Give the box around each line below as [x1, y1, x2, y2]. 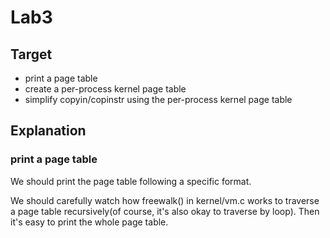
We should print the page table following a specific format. [10, 175, 252, 187]
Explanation [10, 122, 87, 140]
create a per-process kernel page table [24, 83, 187, 95]
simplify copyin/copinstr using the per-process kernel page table [24, 94, 293, 105]
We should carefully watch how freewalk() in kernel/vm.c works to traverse [10, 194, 320, 206]
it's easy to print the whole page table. [10, 216, 169, 228]
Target [10, 46, 53, 63]
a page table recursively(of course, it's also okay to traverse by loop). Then [10, 205, 320, 217]
